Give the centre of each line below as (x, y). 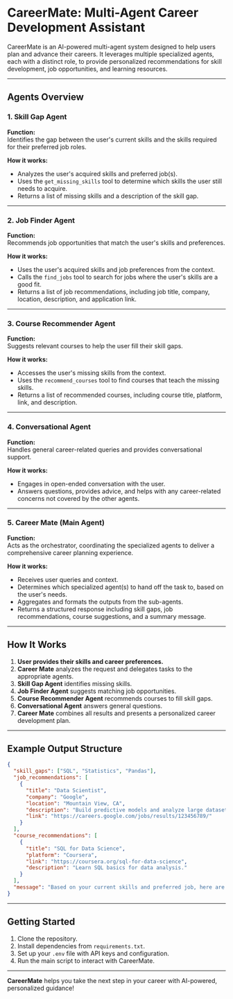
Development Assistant (76, 27)
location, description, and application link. (77, 299)
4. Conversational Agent (49, 427)
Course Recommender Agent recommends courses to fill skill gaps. (115, 698)
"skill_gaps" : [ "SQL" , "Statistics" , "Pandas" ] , (85, 771)
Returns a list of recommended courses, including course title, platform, (120, 395)
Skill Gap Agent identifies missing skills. (75, 683)
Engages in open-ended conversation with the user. (91, 484)
